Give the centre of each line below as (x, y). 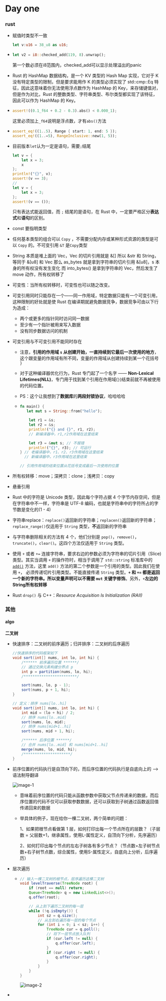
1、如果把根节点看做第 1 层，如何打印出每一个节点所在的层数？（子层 (90, 829)
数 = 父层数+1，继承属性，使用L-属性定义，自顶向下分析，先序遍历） (90, 835)
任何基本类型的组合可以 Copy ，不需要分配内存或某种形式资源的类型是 (83, 239)
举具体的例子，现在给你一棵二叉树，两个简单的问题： (74, 818)
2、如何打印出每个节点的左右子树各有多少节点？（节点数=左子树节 (88, 845)
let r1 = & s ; (42, 420)
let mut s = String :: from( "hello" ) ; (64, 411)
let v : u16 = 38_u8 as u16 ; (40, 45)
